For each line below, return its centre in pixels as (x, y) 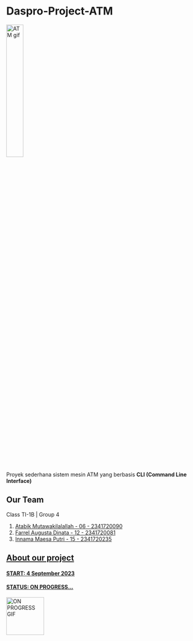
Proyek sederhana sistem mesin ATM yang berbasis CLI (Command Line (96, 474)
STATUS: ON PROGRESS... (40, 587)
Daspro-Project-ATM (60, 11)
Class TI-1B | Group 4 (33, 514)
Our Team (25, 500)
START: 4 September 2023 (41, 573)
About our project (40, 558)
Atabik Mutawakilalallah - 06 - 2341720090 (68, 526)
